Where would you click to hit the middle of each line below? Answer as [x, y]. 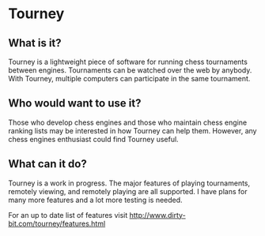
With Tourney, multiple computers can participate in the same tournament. [129, 79]
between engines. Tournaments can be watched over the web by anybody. [130, 70]
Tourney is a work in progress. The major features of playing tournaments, [129, 183]
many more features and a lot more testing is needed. [96, 200]
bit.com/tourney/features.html [57, 223]
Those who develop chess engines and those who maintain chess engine [128, 122]
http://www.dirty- [157, 215]
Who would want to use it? [75, 103]
